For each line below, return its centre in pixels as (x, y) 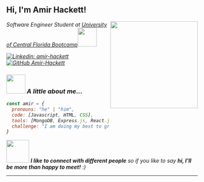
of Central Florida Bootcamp (42, 44)
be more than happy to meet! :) (46, 167)
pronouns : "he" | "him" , (43, 109)
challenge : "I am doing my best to (57, 126)
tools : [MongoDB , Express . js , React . (59, 120)
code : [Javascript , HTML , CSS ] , (53, 115)
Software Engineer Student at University (57, 24)
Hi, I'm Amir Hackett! (46, 10)
